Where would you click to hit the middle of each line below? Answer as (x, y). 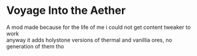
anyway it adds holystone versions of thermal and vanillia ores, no (89, 40)
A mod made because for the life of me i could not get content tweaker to (99, 27)
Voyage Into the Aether (66, 11)
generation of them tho (35, 46)
